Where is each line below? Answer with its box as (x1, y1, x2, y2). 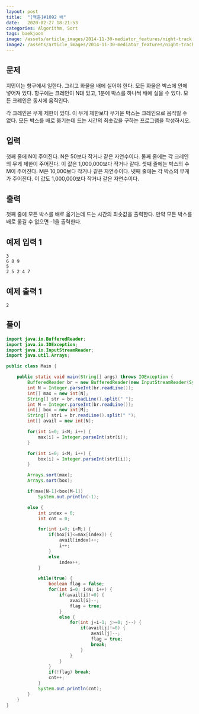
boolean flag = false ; (48, 581, 105, 587)
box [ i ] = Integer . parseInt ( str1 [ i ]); (37, 456, 131, 462)
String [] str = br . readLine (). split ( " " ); (27, 396, 134, 402)
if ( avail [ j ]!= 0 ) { (80, 625, 126, 631)
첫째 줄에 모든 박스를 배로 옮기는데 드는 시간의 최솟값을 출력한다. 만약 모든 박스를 (6, 211, 192, 218)
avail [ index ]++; (59, 537, 99, 543)
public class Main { (6, 363, 57, 369)
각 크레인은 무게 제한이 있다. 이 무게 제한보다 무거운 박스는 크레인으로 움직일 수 (6, 109, 188, 116)
